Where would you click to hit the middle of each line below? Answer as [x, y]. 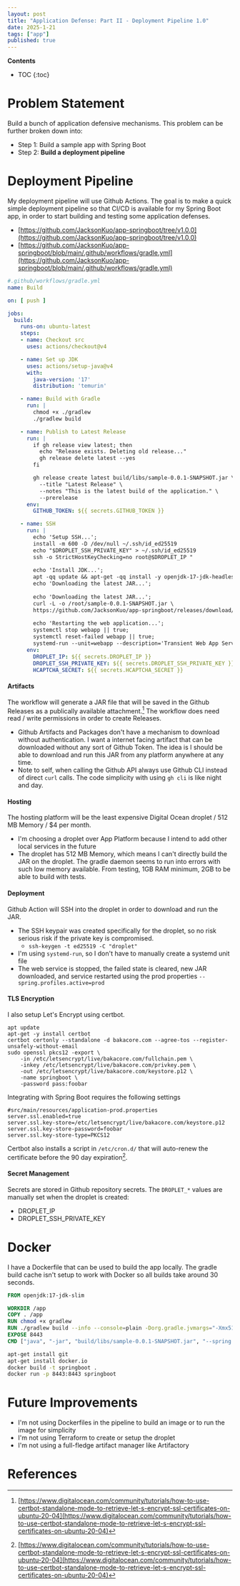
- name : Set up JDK [49, 359]
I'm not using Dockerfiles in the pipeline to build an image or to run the [121, 1422]
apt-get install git [38, 1354]
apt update [24, 1028]
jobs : [15, 313]
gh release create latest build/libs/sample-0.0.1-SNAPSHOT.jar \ [134, 478]
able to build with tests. [52, 877]
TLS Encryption [31, 999]
